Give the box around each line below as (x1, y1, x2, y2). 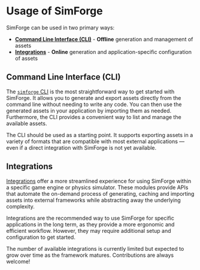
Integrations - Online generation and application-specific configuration (14, 48, 192, 55)
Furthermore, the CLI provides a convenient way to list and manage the (6, 113, 181, 120)
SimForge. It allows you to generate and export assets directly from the (6, 94, 181, 101)
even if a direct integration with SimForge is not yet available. (6, 144, 157, 151)
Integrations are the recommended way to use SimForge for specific (6, 214, 175, 222)
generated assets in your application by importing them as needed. (6, 107, 172, 114)
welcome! (6, 257, 31, 265)
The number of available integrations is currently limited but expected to (6, 245, 184, 252)
